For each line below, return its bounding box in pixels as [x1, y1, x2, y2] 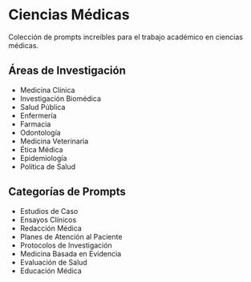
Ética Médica [19, 144, 63, 154]
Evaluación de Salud [19, 257, 88, 267]
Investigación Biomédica [19, 94, 102, 103]
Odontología [19, 127, 62, 137]
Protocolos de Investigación [19, 240, 112, 250]
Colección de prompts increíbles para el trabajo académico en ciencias [8, 32, 243, 42]
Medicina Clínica [19, 85, 75, 95]
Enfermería [19, 111, 57, 120]
